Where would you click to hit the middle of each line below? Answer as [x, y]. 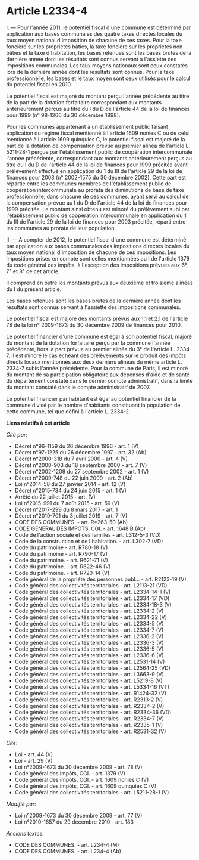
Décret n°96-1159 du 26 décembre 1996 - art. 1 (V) [77, 446]
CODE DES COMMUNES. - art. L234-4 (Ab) [68, 851]
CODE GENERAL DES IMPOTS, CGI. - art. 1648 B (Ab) [80, 528]
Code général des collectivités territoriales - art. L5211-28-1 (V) [92, 792]
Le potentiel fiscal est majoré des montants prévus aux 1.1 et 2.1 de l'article [97, 318]
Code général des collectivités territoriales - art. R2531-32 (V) [90, 731]
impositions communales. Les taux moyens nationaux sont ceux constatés [97, 65]
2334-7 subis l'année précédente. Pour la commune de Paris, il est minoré [97, 368]
